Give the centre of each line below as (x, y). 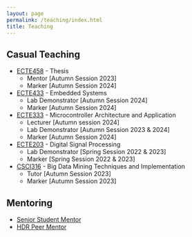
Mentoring (30, 203)
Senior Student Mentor (49, 219)
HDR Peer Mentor (41, 227)
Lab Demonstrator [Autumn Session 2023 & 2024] (98, 130)
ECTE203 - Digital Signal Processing (68, 144)
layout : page (25, 13)
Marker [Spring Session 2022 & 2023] (81, 159)
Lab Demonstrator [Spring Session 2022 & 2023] (96, 152)
